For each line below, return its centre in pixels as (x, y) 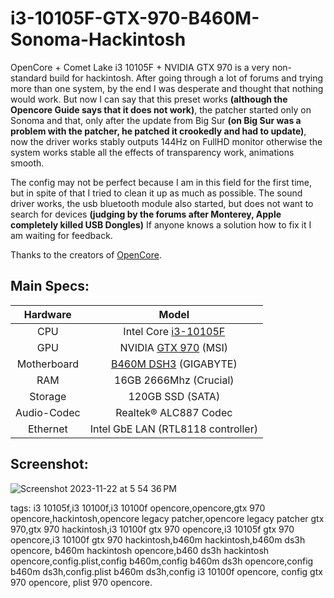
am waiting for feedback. (61, 235)
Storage (48, 396)
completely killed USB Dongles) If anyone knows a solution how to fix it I (161, 224)
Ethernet (47, 429)
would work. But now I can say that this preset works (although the (149, 99)
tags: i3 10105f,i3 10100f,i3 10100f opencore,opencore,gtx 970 (138, 508)
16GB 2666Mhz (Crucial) (174, 380)
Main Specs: (50, 286)
